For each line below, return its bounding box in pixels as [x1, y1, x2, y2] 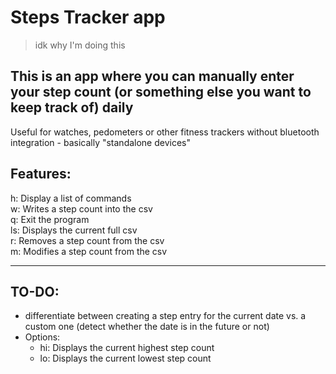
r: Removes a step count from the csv [10, 234, 165, 246]
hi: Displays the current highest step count [39, 342, 215, 354]
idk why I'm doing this [34, 39, 126, 51]
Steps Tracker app [10, 6, 166, 29]
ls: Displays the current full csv [10, 224, 138, 236]
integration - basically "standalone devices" [10, 136, 192, 148]
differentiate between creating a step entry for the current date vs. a [24, 310, 307, 322]
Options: [24, 331, 61, 343]
